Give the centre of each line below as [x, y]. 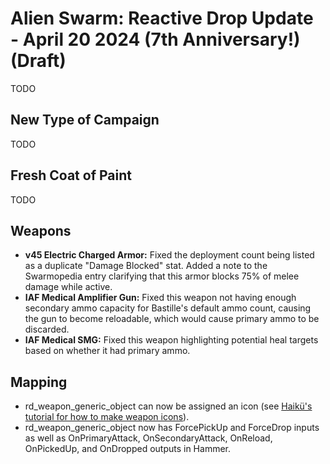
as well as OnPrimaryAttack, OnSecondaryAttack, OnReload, [148, 438]
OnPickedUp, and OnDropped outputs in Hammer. [127, 449]
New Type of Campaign [85, 120]
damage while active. [68, 287]
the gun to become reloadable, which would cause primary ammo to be [172, 319]
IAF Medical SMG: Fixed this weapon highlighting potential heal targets [171, 340]
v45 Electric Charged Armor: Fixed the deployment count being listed [169, 255]
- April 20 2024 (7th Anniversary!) [155, 39]
